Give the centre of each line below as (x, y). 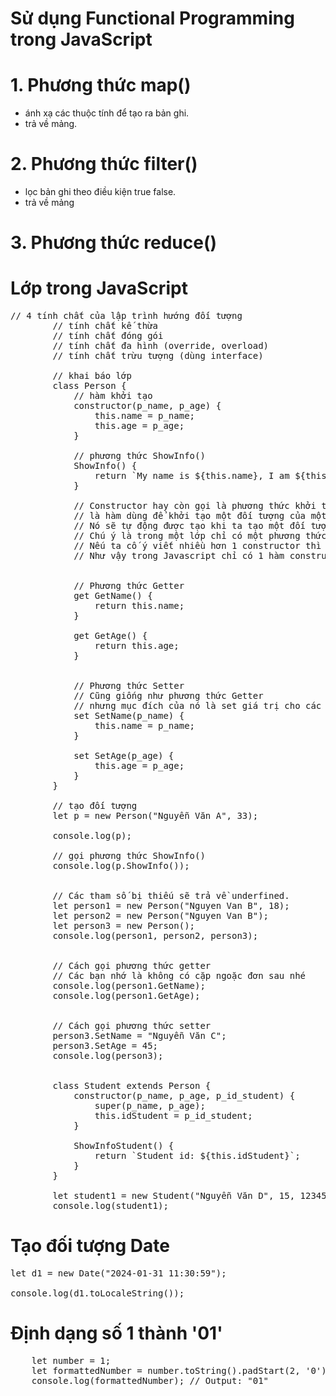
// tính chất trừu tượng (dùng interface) (158, 356)
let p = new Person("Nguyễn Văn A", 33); (155, 816)
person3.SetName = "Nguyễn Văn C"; (139, 1036)
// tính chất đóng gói (108, 336)
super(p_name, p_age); (150, 1106)
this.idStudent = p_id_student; (173, 1116)
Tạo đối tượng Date (90, 1246)
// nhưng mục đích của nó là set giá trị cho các (197, 706)
